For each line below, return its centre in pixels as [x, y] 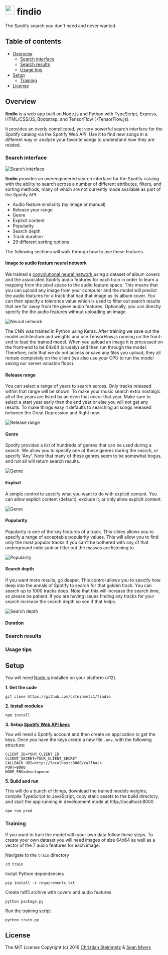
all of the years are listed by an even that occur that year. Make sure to [78, 397]
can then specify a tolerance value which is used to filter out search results [83, 301]
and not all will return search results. [43, 461]
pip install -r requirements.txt [40, 883]
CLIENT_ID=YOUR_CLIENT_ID [32, 754]
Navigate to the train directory [37, 855]
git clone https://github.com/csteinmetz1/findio [58, 697]
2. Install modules [24, 706]
